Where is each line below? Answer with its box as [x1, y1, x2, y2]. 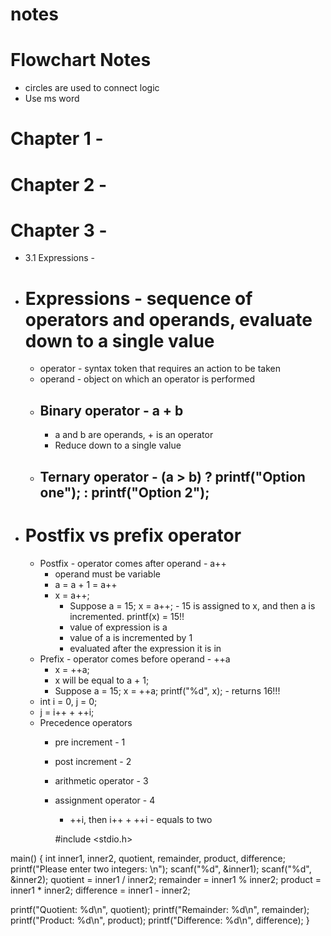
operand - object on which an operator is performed [39, 373, 255, 385]
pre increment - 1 [54, 736, 126, 748]
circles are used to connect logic [24, 82, 160, 94]
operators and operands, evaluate [24, 308, 313, 331]
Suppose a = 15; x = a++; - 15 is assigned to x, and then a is [69, 599, 316, 612]
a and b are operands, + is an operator [54, 429, 214, 441]
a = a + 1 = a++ [54, 578, 118, 590]
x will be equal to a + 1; [54, 674, 150, 686]
